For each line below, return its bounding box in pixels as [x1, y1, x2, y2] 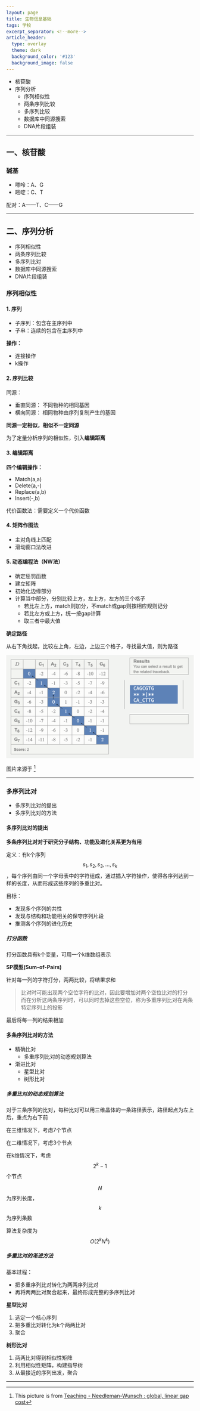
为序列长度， [6, 1195, 37, 1202]
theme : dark [11, 48, 42, 54]
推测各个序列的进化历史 [14, 920, 73, 927]
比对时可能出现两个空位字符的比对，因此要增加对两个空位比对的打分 [20, 989, 188, 996]
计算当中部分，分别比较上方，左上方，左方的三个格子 [14, 595, 146, 602]
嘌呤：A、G [14, 181, 43, 188]
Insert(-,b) [14, 494, 40, 502]
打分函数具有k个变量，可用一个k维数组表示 [6, 951, 111, 958]
